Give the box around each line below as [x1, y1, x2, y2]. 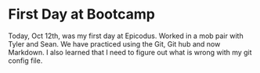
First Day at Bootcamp [8, 5, 155, 23]
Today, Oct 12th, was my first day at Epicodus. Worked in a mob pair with [8, 31, 244, 40]
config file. [8, 56, 43, 65]
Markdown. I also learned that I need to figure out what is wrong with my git [8, 47, 252, 57]
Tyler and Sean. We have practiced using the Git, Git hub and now [8, 39, 221, 48]
